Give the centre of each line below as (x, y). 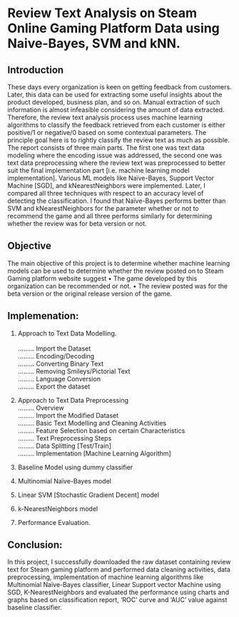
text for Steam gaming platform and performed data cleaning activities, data (119, 570)
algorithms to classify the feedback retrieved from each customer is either (117, 125)
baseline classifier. (35, 608)
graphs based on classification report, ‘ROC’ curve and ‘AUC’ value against (117, 600)
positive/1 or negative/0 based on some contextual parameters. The (107, 132)
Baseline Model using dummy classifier (75, 467)
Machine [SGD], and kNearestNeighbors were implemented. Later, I (106, 186)
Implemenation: (43, 316)
